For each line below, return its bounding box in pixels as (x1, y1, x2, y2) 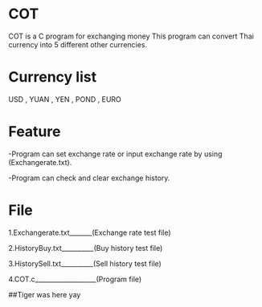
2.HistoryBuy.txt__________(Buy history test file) (8, 243, 163, 252)
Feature (8, 123, 61, 141)
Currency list (8, 68, 97, 87)
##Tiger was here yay (8, 289, 81, 299)
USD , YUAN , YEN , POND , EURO (8, 94, 122, 104)
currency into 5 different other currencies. (8, 39, 147, 49)
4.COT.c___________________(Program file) (8, 274, 142, 284)
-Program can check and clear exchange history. (8, 173, 170, 183)
